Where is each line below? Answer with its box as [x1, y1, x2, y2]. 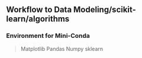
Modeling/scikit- [73, 5, 136, 15]
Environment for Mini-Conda [6, 32, 91, 40]
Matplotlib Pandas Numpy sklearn [20, 45, 104, 52]
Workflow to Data [6, 5, 72, 15]
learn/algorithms [6, 14, 70, 24]
